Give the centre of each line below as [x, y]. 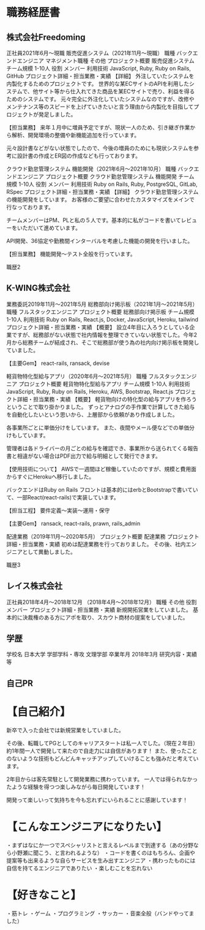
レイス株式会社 [35, 586]
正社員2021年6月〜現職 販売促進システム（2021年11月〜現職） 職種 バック [99, 53]
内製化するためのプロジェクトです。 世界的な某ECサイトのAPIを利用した [98, 84]
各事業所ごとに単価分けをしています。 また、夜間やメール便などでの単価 [98, 428]
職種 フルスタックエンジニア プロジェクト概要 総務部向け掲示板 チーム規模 [100, 312]
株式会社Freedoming [46, 37]
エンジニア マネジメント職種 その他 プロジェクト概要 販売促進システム [106, 61]
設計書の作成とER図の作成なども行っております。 [79, 156]
